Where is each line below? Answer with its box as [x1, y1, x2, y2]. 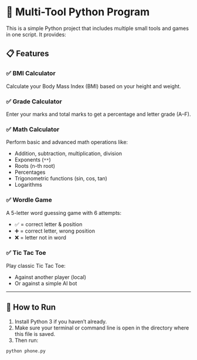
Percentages [14, 169, 46, 176]
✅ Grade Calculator [6, 97, 63, 105]
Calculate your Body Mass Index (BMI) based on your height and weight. [6, 82, 181, 90]
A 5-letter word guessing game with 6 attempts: [6, 209, 122, 216]
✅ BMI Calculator [6, 69, 56, 78]
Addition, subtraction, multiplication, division [14, 150, 122, 157]
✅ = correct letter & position [14, 220, 83, 228]
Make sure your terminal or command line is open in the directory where [14, 324, 189, 331]
